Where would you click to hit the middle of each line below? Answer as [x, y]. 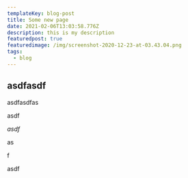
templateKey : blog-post [41, 13]
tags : [15, 52]
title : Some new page [38, 20]
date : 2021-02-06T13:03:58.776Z [53, 26]
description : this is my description [61, 33]
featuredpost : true [35, 39]
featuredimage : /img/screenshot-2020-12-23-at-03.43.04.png [95, 45]
